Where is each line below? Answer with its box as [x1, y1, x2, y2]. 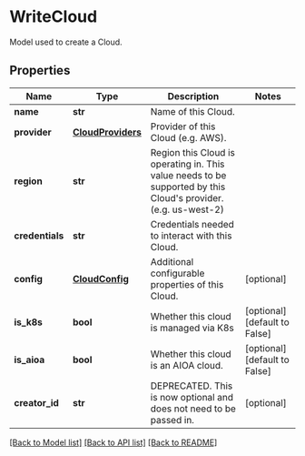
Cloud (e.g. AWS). [150, 131, 227, 144]
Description [167, 89, 220, 102]
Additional [150, 255, 194, 268]
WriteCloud [9, 6, 98, 27]
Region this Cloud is [150, 146, 236, 158]
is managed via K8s [150, 321, 234, 334]
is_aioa [14, 353, 45, 366]
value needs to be [150, 168, 227, 181]
